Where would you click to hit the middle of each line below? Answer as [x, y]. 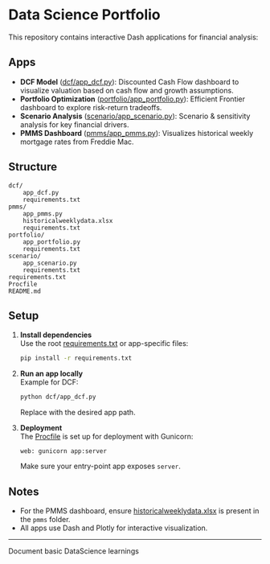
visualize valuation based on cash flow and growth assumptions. [127, 90]
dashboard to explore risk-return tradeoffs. [91, 107]
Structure [33, 167]
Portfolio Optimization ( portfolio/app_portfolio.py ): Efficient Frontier [133, 99]
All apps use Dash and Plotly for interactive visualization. [114, 528]
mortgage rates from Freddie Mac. [77, 142]
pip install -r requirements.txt [76, 358]
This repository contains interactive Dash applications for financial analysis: [133, 37]
